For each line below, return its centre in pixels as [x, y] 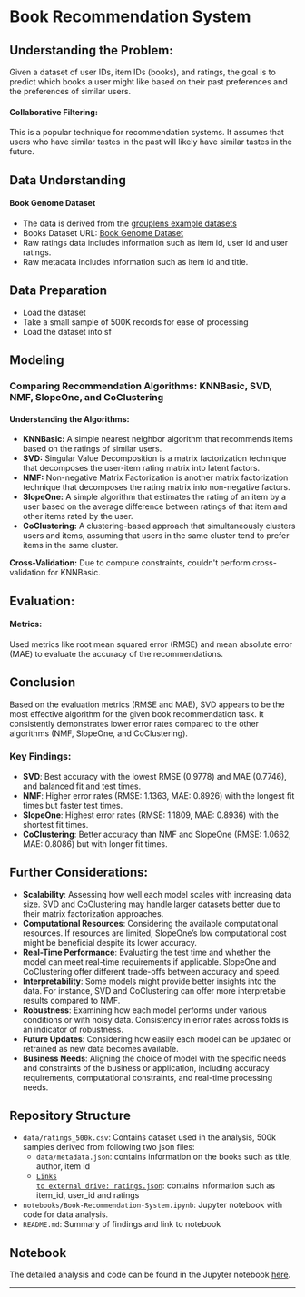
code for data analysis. [65, 1214]
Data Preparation [58, 291]
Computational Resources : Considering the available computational [150, 923]
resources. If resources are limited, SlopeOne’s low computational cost [155, 933]
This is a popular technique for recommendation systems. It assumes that [147, 133]
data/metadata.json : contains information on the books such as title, [164, 1157]
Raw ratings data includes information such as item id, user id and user [155, 242]
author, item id [63, 1166]
